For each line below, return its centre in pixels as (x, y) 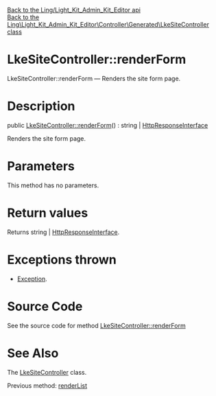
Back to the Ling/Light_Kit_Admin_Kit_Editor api (74, 10)
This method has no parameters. (53, 185)
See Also (33, 353)
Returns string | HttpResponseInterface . (63, 232)
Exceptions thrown (62, 259)
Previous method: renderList (47, 385)
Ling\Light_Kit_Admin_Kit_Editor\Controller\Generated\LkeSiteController (108, 24)
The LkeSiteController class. (47, 372)
